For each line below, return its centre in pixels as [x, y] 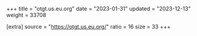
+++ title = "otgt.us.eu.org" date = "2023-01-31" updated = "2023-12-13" [98, 9]
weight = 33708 [26, 15]
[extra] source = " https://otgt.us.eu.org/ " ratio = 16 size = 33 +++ [89, 27]
